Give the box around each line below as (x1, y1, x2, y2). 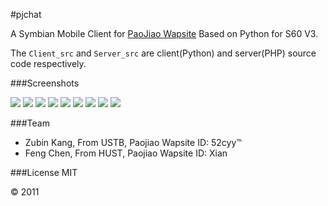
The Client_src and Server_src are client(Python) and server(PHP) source (10, 47, 317, 59)
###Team (10, 117, 50, 129)
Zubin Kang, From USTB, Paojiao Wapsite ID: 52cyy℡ (24, 137, 243, 148)
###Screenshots (10, 77, 80, 89)
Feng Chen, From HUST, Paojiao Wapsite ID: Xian (24, 147, 228, 159)
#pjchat (10, 9, 42, 20)
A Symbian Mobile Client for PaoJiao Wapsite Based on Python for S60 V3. (10, 28, 319, 39)
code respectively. (10, 58, 87, 69)
